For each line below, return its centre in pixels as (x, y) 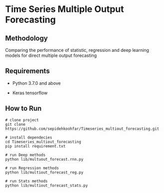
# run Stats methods (27, 181)
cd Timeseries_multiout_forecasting (43, 142)
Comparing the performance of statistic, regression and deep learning (77, 50)
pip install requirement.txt (35, 146)
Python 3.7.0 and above (37, 83)
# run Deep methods (25, 155)
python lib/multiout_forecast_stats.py (47, 186)
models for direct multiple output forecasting (51, 55)
